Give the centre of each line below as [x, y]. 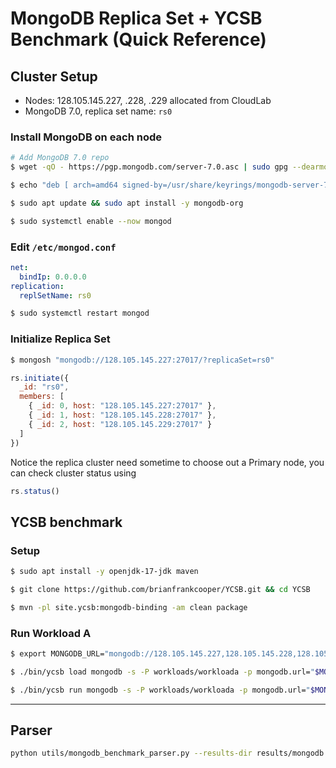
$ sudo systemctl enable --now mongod [91, 221]
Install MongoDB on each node [86, 137]
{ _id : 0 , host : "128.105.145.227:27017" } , [122, 406]
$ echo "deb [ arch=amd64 [64, 185]
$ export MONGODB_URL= [57, 654]
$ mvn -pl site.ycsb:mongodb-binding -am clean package [129, 607]
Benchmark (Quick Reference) [138, 39]
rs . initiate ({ [40, 378]
